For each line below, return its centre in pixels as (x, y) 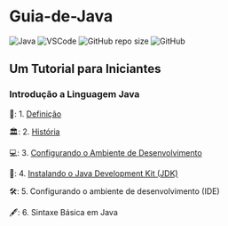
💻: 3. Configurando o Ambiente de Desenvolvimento (106, 152)
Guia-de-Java (61, 16)
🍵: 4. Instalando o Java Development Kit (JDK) (94, 173)
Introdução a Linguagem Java (75, 94)
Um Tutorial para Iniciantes (85, 69)
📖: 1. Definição (35, 114)
